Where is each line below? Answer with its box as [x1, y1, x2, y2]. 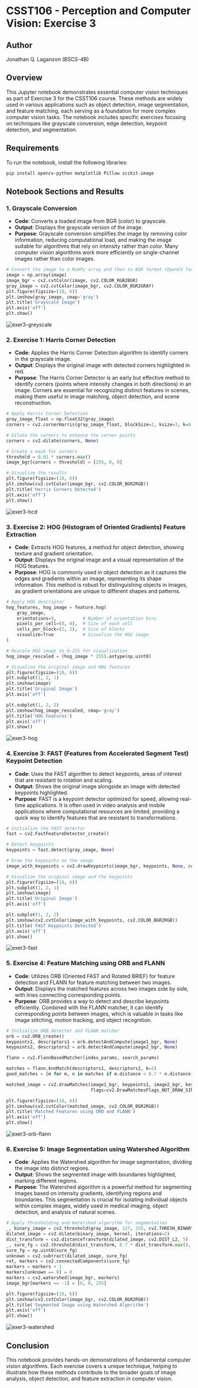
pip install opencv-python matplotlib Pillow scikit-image [6, 170, 154, 176]
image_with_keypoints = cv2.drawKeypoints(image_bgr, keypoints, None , [6, 863, 186, 869]
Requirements [6, 143, 59, 153]
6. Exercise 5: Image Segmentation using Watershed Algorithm [6, 1145, 190, 1153]
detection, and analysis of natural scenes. [14, 1209, 117, 1216]
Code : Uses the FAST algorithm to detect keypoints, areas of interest [14, 770, 182, 777]
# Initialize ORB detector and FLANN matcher [6, 1028, 120, 1034]
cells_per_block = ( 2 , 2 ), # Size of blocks [16, 626, 126, 632]
